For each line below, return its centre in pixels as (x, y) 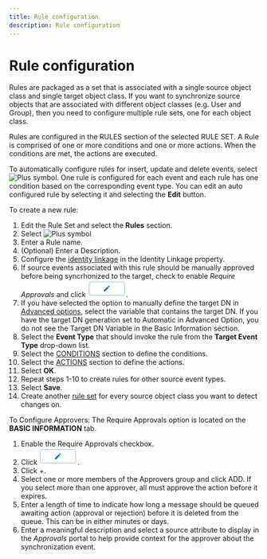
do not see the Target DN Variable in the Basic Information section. (130, 328)
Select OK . (38, 371)
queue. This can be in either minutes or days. (95, 522)
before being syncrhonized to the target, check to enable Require (128, 276)
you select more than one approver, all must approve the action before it (139, 488)
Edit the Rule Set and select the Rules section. (96, 225)
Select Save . (41, 388)
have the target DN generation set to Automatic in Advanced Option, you (139, 320)
